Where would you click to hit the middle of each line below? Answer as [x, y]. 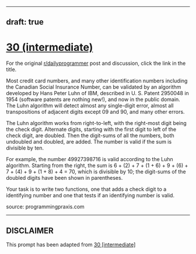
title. [11, 69]
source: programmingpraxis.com [45, 207]
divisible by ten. [25, 148]
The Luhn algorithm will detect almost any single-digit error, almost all [90, 106]
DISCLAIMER [30, 230]
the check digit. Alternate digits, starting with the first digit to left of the [91, 130]
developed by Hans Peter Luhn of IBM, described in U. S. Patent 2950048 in [98, 93]
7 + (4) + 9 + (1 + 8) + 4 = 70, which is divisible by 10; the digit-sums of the [96, 172]
